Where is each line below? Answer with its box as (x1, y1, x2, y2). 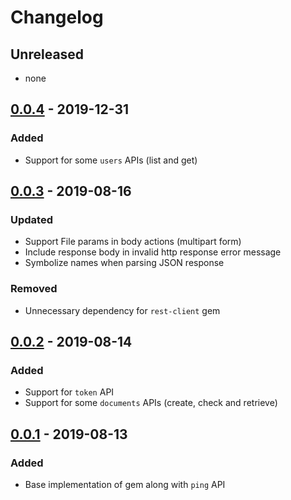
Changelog (10, 6, 104, 29)
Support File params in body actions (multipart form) (24, 236, 242, 248)
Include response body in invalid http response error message (24, 246, 282, 258)
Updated (10, 213, 53, 226)
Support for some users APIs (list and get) (24, 154, 198, 166)
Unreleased (10, 46, 85, 63)
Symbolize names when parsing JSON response (24, 257, 225, 269)
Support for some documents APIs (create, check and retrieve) (24, 397, 278, 409)
